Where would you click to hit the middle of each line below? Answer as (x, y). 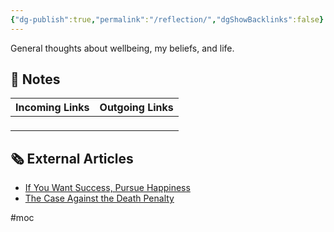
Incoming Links (52, 108)
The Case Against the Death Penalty (99, 198)
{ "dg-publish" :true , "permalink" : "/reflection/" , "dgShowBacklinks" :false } (167, 19)
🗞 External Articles (72, 158)
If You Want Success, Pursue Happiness (107, 188)
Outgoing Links (136, 108)
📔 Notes (35, 79)
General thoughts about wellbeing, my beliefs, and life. (122, 48)
